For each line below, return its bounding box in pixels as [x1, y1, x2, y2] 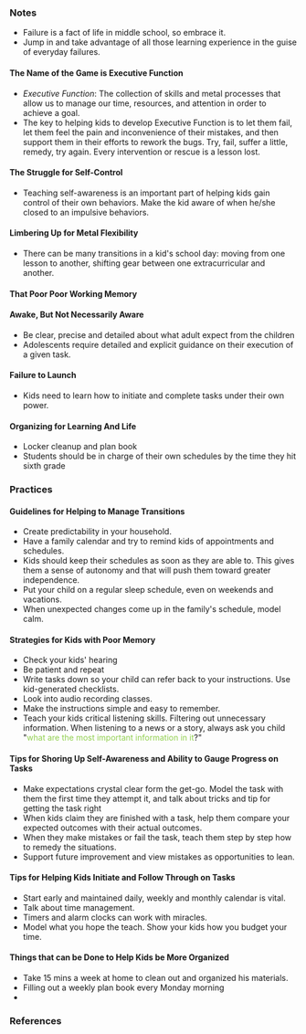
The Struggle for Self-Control [9, 167, 123, 178]
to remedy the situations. [22, 841, 117, 852]
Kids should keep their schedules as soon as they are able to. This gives [22, 555, 295, 566]
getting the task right [22, 802, 102, 814]
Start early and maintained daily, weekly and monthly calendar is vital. [22, 892, 286, 903]
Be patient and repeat [22, 664, 105, 675]
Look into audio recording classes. [22, 693, 153, 704]
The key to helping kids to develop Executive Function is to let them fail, [22, 117, 293, 128]
